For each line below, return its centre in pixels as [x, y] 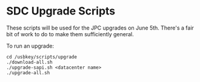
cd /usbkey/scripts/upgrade [42, 57]
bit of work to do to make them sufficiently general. [70, 34]
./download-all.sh [29, 62]
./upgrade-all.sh [28, 73]
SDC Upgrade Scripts [61, 11]
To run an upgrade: [30, 46]
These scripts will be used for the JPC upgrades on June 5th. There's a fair [100, 28]
